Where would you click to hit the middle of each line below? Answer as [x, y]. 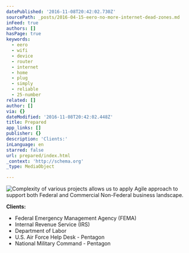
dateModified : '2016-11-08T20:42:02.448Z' [60, 117]
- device [22, 56]
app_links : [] [24, 128]
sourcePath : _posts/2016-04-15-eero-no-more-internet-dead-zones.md [93, 17]
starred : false [25, 150]
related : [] [21, 100]
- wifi [20, 51]
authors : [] [21, 28]
